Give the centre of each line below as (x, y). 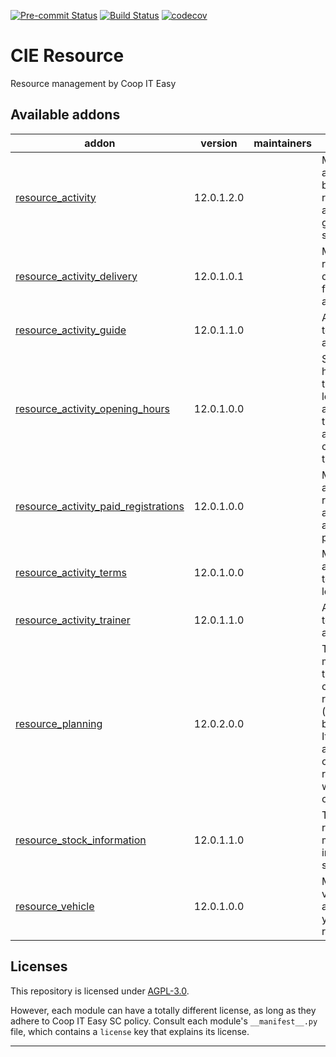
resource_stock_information (81, 840)
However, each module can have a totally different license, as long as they (163, 1010)
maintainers (282, 143)
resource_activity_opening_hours (92, 408)
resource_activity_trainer (73, 620)
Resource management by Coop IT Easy (93, 83)
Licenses (39, 966)
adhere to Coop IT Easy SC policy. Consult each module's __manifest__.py (164, 1021)
